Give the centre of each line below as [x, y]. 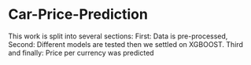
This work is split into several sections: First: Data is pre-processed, [118, 36]
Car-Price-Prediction [78, 14]
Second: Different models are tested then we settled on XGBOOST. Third [126, 44]
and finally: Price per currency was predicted [81, 52]
